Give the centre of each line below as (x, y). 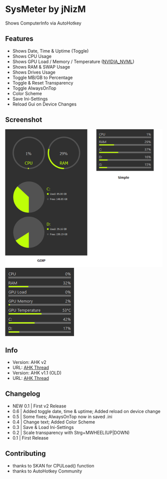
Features (19, 39)
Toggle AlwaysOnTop (34, 88)
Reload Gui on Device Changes (44, 104)
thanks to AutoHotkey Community (47, 471)
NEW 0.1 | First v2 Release (39, 406)
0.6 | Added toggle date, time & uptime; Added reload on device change (86, 411)
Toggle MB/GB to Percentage (42, 77)
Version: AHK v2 (29, 362)
